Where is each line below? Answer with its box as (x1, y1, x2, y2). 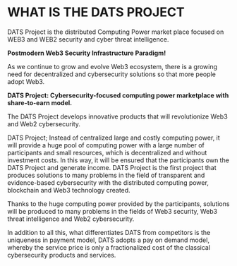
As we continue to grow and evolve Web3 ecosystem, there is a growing (7, 62, 217, 71)
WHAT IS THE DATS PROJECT (7, 4, 185, 20)
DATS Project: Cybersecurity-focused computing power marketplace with (7, 91, 229, 99)
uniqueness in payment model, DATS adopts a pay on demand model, (7, 236, 210, 244)
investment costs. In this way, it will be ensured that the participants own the (7, 156, 229, 164)
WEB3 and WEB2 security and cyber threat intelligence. (7, 35, 169, 43)
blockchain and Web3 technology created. (7, 186, 130, 194)
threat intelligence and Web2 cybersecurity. (7, 214, 135, 223)
